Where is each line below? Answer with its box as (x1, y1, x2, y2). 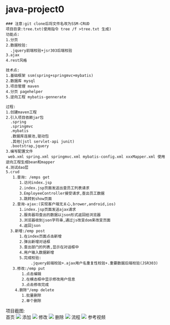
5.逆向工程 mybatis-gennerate (6, 95, 66, 100)
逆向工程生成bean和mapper (6, 159, 55, 165)
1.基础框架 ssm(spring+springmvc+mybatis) (6, 73, 94, 78)
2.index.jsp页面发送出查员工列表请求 (19, 185, 90, 191)
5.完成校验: (19, 255, 41, 260)
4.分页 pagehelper (6, 89, 43, 94)
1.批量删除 (21, 293, 42, 298)
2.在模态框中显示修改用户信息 (21, 276, 75, 282)
